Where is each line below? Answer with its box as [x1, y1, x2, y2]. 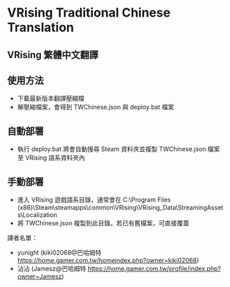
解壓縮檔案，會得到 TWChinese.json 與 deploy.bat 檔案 [17, 103, 175, 112]
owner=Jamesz [17, 272, 62, 281]
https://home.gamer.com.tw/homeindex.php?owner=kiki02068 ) [17, 256, 200, 265]
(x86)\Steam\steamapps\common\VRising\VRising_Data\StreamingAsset [17, 203, 224, 212]
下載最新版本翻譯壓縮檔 [17, 94, 85, 103]
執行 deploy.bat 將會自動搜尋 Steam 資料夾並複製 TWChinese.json [17, 145, 206, 153]
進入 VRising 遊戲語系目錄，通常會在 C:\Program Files [17, 195, 171, 204]
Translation [7, 19, 74, 35]
